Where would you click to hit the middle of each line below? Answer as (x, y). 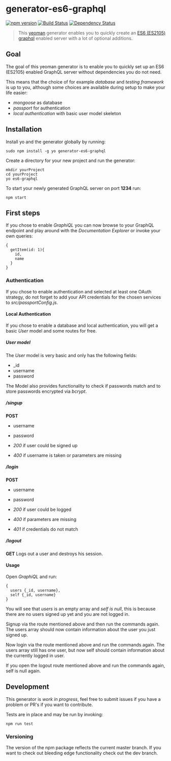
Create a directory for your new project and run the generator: (71, 160)
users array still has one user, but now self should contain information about (85, 650)
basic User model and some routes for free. (51, 331)
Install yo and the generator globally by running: (56, 142)
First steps (23, 213)
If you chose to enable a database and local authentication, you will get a (82, 325)
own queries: (20, 236)
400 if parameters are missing (45, 519)
